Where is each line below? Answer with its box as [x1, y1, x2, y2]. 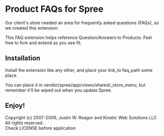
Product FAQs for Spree [5, 3, 104, 15]
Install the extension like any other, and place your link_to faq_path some [5, 67, 153, 73]
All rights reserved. [5, 120, 44, 126]
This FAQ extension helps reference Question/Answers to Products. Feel [5, 34, 152, 40]
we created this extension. [5, 25, 59, 31]
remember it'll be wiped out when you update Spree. [5, 87, 112, 93]
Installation [5, 54, 41, 63]
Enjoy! [5, 102, 25, 110]
